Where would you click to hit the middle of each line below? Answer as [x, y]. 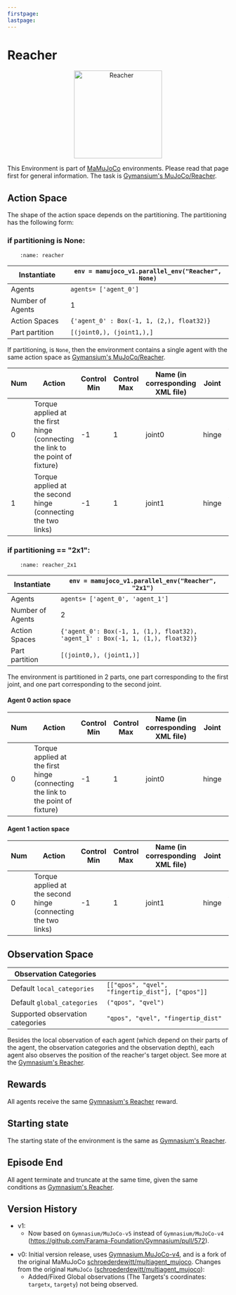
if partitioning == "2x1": [49, 550]
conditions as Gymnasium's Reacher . [61, 1187]
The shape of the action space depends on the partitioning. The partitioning [117, 215]
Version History [42, 1209]
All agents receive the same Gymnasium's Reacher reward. [93, 1101]
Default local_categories [53, 989]
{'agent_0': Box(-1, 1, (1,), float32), [129, 631]
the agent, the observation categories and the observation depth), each [111, 1048]
